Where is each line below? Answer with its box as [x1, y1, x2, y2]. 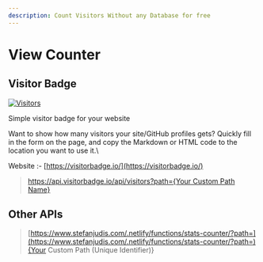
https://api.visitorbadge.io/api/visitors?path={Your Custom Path [27, 176, 235, 186]
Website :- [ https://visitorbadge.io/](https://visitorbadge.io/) [8, 161, 204, 170]
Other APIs [8, 207, 63, 222]
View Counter [8, 45, 101, 63]
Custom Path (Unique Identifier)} [48, 245, 154, 255]
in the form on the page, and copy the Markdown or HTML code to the [8, 137, 238, 146]
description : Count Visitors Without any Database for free [8, 11, 212, 20]
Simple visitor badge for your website [8, 113, 131, 123]
